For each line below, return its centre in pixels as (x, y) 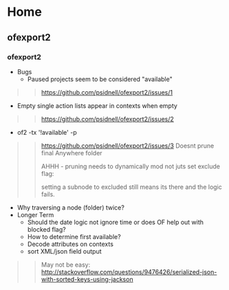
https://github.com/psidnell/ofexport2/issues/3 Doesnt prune (128, 146)
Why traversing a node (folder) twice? (71, 208)
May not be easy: (66, 265)
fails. (48, 194)
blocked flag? (47, 229)
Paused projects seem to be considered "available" (100, 79)
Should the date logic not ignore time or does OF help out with (116, 222)
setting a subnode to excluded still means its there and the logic (131, 187)
